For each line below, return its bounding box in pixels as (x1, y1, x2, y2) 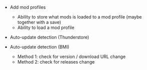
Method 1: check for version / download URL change (17, 53, 126, 59)
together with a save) (17, 19, 61, 25)
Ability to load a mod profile (17, 24, 74, 30)
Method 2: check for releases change (17, 59, 95, 64)
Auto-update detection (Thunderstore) (9, 34, 89, 40)
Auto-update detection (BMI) (9, 44, 69, 49)
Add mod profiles (9, 4, 46, 10)
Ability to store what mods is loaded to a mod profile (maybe (17, 14, 142, 19)
